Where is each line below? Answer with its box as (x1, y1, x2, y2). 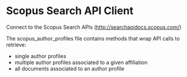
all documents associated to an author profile (14, 65, 125, 72)
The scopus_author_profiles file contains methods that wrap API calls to (6, 35, 181, 42)
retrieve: (6, 41, 26, 48)
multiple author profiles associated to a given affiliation (14, 59, 148, 66)
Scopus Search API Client (6, 4, 133, 18)
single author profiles (14, 52, 66, 59)
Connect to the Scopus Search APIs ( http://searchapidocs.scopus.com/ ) (6, 24, 182, 31)
